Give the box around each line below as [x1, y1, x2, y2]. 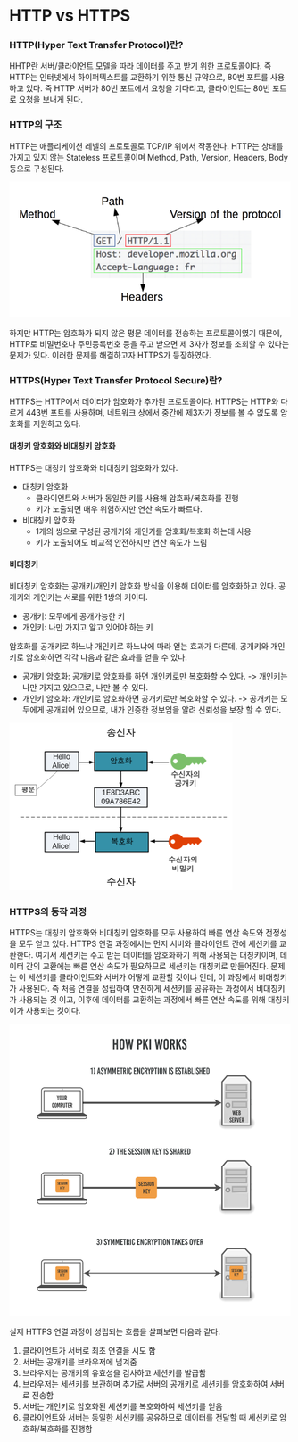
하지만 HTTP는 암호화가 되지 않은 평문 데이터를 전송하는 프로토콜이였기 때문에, [9, 327, 283, 339]
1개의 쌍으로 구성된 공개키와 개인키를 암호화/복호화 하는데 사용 [35, 525, 252, 536]
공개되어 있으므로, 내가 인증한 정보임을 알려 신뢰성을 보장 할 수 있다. [46, 704, 282, 714]
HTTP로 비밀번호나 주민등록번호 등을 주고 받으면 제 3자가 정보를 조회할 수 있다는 [9, 339, 290, 350]
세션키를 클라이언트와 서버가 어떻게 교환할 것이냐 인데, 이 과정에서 [28, 972, 257, 983]
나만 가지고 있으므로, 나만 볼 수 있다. [21, 681, 149, 692]
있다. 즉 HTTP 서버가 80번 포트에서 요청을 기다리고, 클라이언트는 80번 [25, 83, 270, 94]
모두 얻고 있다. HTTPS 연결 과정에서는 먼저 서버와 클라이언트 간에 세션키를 [18, 938, 278, 950]
